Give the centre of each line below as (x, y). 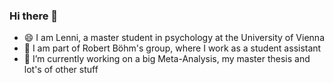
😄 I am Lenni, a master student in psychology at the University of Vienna (174, 38)
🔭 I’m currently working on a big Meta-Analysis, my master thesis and (167, 59)
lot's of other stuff (61, 70)
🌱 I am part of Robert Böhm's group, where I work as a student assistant (172, 48)
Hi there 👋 (34, 16)
